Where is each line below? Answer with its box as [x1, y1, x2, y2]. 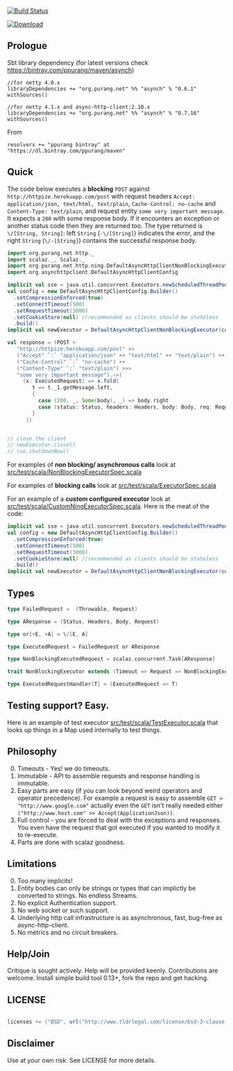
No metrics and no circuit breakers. [17, 928, 119, 936]
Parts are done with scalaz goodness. [17, 838, 126, 846]
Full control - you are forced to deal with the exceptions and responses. [17, 816, 222, 824]
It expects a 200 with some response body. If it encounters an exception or [7, 214, 220, 222]
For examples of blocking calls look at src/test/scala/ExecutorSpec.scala [7, 481, 216, 490]
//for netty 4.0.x [7, 79, 60, 86]
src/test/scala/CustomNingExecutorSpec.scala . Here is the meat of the [7, 502, 210, 511]
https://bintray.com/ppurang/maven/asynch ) [7, 66, 135, 74]
